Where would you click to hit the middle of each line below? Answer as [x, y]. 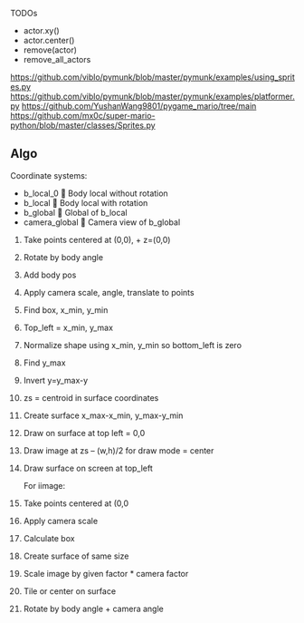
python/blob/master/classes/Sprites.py [83, 125]
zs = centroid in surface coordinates [91, 397]
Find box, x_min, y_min [66, 310]
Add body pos [50, 275]
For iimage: [44, 485]
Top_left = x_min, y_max [68, 327]
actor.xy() [41, 30]
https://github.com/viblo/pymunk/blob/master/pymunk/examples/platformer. [152, 96]
